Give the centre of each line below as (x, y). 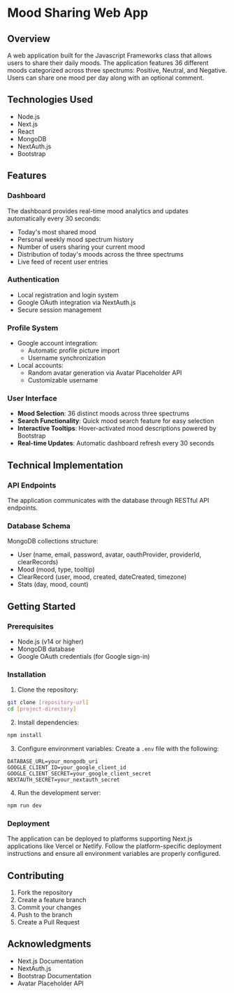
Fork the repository (45, 892)
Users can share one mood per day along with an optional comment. (106, 78)
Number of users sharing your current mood (81, 247)
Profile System (33, 328)
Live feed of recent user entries (63, 262)
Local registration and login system (68, 294)
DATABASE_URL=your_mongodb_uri (53, 761)
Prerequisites (30, 626)
